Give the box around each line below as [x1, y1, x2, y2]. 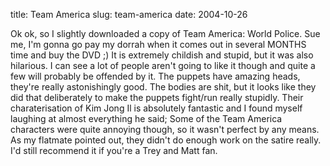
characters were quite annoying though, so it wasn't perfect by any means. [10, 124, 320, 135]
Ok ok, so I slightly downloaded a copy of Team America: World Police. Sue [10, 28, 321, 39]
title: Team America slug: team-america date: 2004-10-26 [10, 9, 248, 20]
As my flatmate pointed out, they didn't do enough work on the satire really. [10, 134, 322, 146]
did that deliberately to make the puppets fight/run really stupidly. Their [10, 92, 304, 103]
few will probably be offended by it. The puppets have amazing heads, [10, 70, 301, 82]
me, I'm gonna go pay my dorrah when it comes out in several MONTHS [10, 39, 307, 50]
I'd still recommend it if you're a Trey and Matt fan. [10, 145, 218, 156]
